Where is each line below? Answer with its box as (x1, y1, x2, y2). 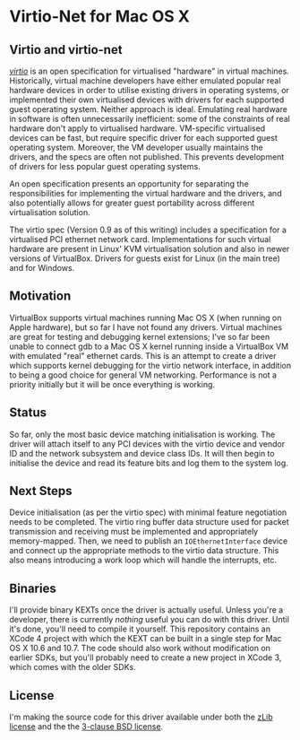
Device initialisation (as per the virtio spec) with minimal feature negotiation (9, 507, 287, 518)
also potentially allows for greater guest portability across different (9, 197, 255, 208)
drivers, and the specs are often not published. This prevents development (9, 152, 285, 162)
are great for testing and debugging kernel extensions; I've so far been (9, 331, 270, 342)
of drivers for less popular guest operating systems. (9, 161, 201, 171)
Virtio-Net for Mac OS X (9, 6, 190, 27)
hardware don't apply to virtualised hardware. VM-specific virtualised (9, 123, 266, 134)
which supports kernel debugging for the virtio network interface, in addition (9, 360, 292, 370)
